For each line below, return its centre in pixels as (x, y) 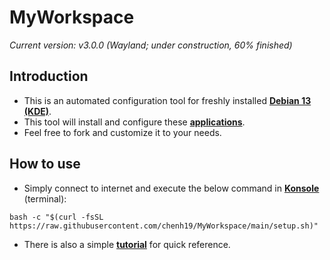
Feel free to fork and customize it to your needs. (122, 132)
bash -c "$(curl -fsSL (56, 217)
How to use (45, 164)
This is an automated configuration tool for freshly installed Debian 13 (167, 100)
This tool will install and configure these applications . (134, 122)
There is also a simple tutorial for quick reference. (127, 244)
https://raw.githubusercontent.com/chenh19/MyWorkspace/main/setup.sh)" (164, 226)
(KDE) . (37, 111)
